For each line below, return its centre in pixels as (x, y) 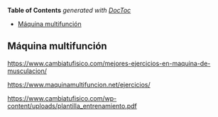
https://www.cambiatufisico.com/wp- (62, 98)
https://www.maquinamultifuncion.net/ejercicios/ (79, 84)
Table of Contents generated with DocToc (69, 10)
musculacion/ (27, 71)
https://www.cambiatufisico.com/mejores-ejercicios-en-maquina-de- (109, 63)
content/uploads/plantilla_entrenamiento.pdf (72, 106)
